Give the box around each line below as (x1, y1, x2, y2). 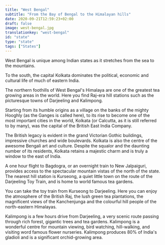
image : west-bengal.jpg (5, 26, 54, 31)
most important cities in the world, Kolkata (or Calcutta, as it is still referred (5, 117, 157, 123)
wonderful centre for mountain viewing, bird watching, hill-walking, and (5, 224, 150, 230)
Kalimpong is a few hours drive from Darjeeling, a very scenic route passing (5, 213, 159, 219)
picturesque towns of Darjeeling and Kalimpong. (5, 97, 103, 104)
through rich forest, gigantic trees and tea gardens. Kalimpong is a (5, 218, 140, 224)
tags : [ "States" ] (5, 44, 41, 49)
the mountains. (5, 63, 35, 69)
